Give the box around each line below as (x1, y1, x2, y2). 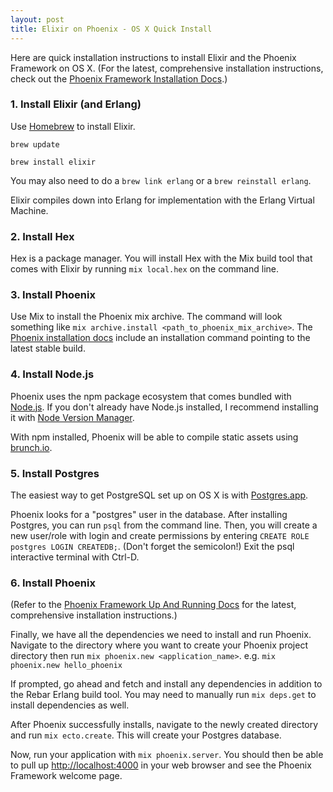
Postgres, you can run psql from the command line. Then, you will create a (10, 519, 318, 531)
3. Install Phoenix (10, 288, 96, 302)
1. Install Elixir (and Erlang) (10, 97, 142, 111)
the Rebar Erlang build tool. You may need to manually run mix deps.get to (10, 689, 317, 701)
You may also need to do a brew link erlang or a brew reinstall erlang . (10, 174, 312, 186)
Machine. (10, 204, 49, 216)
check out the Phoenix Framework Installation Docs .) (10, 72, 228, 85)
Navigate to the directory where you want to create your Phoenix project (10, 639, 308, 651)
